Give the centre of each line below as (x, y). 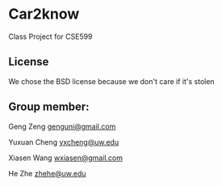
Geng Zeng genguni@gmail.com (62, 126)
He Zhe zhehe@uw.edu (47, 173)
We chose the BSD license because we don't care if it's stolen (112, 81)
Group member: (49, 107)
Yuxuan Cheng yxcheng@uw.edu (64, 142)
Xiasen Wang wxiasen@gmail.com (66, 158)
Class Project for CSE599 (50, 36)
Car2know (44, 14)
